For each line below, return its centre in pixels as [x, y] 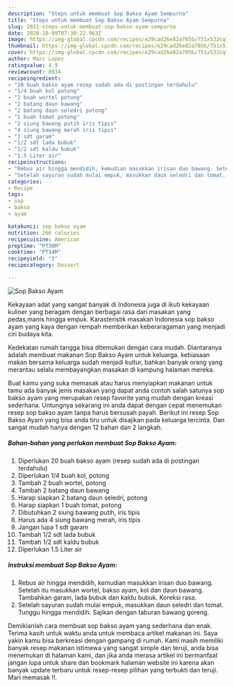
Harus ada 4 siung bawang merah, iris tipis [79, 520]
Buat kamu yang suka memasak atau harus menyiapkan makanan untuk [110, 383]
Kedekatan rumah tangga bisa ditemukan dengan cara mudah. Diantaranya [115, 347]
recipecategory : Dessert [44, 265]
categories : [25, 181]
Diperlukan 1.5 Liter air [50, 549]
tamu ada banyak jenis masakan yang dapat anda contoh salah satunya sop [116, 390]
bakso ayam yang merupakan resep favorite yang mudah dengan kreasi [111, 397]
